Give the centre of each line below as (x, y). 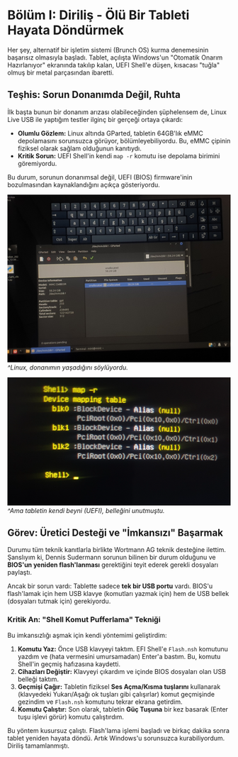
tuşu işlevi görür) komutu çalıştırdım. (70, 717)
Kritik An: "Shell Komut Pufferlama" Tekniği (84, 619)
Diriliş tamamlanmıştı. (38, 746)
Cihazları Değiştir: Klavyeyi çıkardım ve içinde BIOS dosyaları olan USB (122, 671)
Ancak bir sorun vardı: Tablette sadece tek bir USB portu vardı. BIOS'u (110, 586)
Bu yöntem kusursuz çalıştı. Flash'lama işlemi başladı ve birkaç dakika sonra (119, 730)
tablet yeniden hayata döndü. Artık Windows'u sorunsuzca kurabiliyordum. (116, 738)
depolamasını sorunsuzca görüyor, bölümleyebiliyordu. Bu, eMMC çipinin (124, 140)
